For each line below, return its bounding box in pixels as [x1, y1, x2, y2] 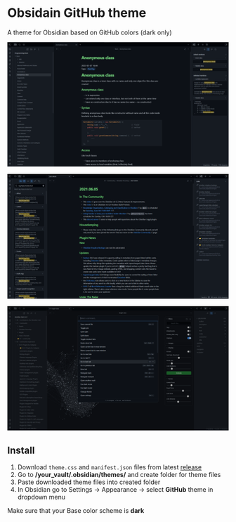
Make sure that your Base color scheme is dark [7, 507, 145, 515]
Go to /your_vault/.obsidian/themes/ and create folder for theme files [17, 471, 221, 479]
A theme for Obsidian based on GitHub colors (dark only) [7, 28, 172, 37]
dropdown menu [17, 493, 65, 502]
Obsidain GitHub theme [7, 5, 147, 21]
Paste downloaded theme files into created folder [17, 478, 161, 486]
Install [7, 444, 35, 456]
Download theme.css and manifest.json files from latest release [17, 463, 202, 471]
